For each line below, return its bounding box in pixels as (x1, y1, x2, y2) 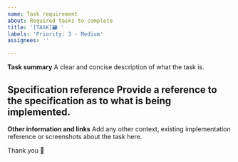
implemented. (7, 106, 71, 118)
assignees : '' (7, 37, 50, 44)
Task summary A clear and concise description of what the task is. (7, 63, 205, 71)
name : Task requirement (7, 10, 78, 18)
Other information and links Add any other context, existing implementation (7, 124, 232, 133)
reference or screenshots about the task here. (7, 132, 143, 141)
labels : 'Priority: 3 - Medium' (7, 30, 103, 38)
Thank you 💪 (7, 146, 45, 154)
